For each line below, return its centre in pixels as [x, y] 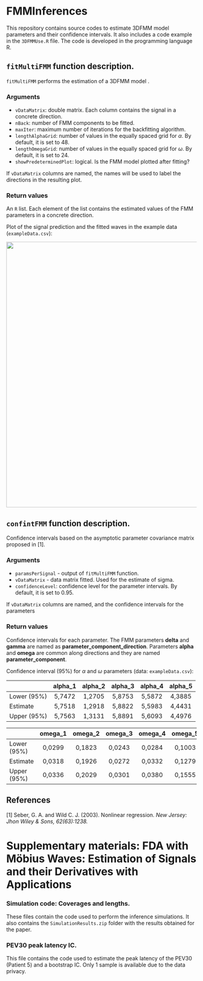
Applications [39, 884]
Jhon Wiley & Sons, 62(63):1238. [47, 821]
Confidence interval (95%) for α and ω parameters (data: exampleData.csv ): [100, 671]
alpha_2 [94, 686]
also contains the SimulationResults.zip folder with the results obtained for [100, 923]
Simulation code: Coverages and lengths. [68, 903]
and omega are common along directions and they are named [83, 653]
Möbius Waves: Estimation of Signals [101, 859]
